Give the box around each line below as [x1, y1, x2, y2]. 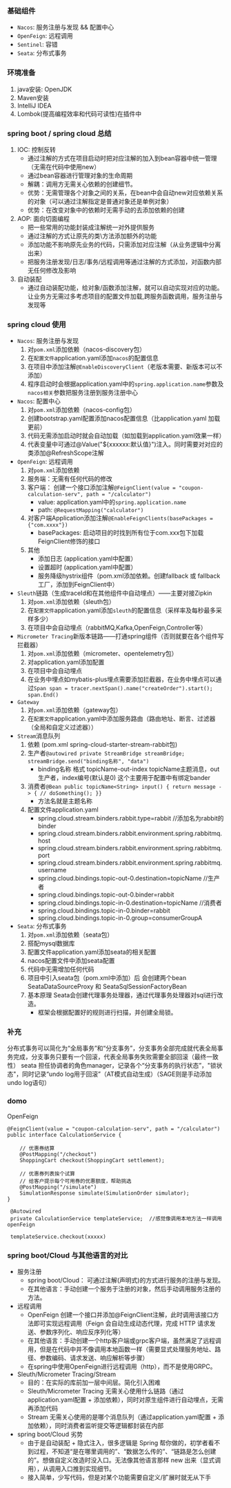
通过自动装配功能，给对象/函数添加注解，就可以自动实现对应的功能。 [27, 283, 223, 291]
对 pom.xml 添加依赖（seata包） [27, 930, 114, 939]
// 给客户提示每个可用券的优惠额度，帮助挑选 [19, 1177, 132, 1184]
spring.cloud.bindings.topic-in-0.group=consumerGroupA [37, 914, 203, 922]
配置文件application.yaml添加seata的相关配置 [27, 948, 157, 957]
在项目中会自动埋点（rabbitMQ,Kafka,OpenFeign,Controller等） [27, 623, 207, 632]
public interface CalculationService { [7, 1131, 122, 1138]
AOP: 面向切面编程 [17, 214, 70, 222]
